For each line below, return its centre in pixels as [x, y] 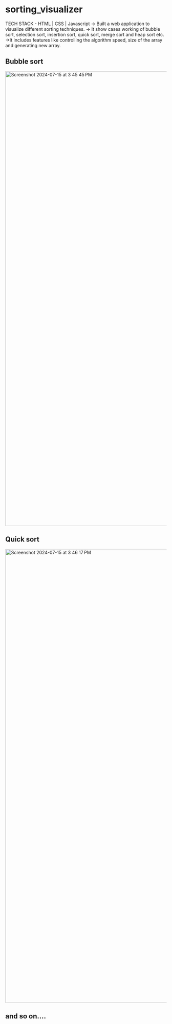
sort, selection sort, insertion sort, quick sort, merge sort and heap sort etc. [85, 34]
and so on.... [26, 1016]
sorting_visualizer [44, 9]
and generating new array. [33, 45]
